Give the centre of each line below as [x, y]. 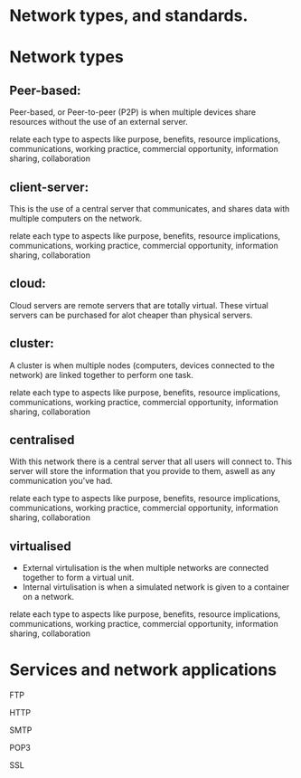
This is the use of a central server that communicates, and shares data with [150, 209]
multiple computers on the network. [76, 218]
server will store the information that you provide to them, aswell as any [142, 471]
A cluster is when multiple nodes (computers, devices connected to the [142, 365]
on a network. [48, 597]
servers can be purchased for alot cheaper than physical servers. [131, 315]
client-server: [49, 187]
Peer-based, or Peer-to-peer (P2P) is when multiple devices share [132, 112]
